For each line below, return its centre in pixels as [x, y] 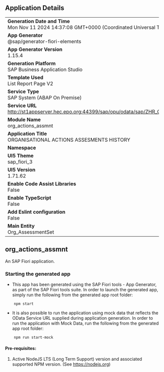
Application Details [35, 8]
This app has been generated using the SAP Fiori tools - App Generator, [84, 284]
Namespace [22, 148]
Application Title [27, 133]
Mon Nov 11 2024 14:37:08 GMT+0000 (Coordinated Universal [82, 27]
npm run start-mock [34, 337]
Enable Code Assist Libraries [42, 184]
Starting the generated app [38, 274]
